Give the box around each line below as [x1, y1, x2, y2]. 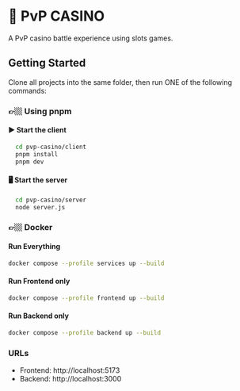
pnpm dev [15, 158, 44, 166]
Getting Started [8, 56, 86, 70]
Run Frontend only [8, 277, 70, 286]
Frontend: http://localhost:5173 [19, 365, 120, 375]
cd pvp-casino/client [15, 143, 87, 151]
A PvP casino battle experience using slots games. [8, 33, 173, 43]
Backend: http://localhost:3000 [19, 374, 122, 383]
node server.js [15, 203, 66, 211]
